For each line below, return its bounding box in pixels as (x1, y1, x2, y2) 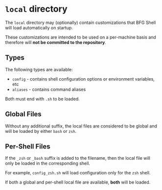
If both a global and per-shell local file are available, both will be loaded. (5, 179, 151, 185)
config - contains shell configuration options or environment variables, (12, 76, 155, 82)
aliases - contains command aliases (12, 86, 86, 92)
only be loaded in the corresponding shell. (5, 160, 91, 167)
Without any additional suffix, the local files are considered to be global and (5, 123, 158, 129)
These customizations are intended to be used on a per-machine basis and (5, 34, 157, 40)
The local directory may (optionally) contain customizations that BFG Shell (5, 20, 156, 25)
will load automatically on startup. (5, 24, 73, 30)
